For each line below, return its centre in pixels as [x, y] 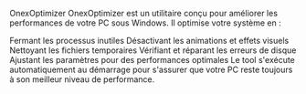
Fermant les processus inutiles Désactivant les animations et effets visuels [149, 41]
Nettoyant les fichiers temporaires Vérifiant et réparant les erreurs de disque [153, 50]
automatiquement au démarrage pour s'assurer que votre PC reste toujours [151, 69]
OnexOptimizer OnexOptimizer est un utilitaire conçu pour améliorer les [144, 13]
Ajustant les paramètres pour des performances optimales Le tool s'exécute [152, 60]
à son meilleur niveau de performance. [82, 79]
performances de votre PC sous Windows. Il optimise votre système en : [145, 23]
